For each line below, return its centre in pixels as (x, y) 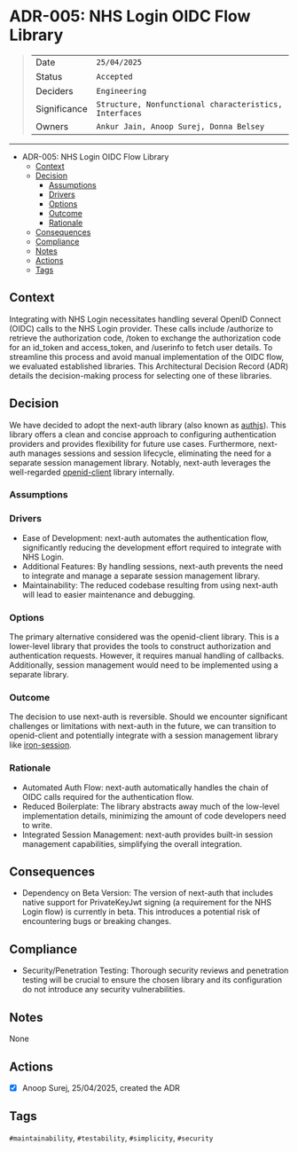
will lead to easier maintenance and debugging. (109, 594)
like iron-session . (41, 745)
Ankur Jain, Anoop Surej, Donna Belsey (180, 126)
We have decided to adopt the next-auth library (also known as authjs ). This (148, 425)
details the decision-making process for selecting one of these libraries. (141, 375)
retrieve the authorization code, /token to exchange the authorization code (145, 338)
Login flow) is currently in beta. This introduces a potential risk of (141, 912)
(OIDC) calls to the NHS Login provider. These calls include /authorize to (141, 328)
